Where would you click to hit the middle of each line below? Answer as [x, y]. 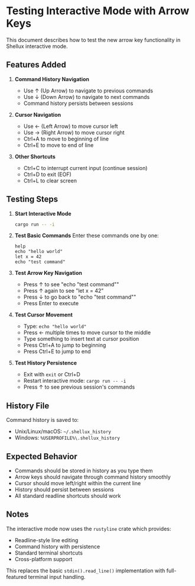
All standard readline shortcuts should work [68, 496]
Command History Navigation [52, 79]
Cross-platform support [43, 559]
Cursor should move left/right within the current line [78, 483]
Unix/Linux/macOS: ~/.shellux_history [63, 431]
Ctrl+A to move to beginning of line [66, 139]
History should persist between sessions [64, 489]
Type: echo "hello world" [55, 326]
